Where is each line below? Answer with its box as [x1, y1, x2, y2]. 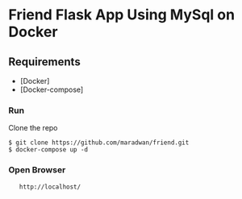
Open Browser [8, 164, 66, 176]
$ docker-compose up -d [8, 146, 89, 154]
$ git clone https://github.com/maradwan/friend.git [8, 139, 190, 147]
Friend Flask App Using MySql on [8, 6, 236, 24]
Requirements [8, 55, 81, 68]
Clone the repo [8, 123, 58, 133]
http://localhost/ [19, 183, 81, 191]
